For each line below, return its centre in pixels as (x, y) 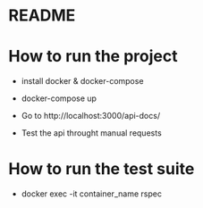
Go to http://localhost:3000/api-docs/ (91, 116)
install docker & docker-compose (82, 81)
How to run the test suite (101, 169)
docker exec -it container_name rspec (92, 194)
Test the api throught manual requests (91, 133)
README (42, 16)
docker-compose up (59, 98)
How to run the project (93, 57)
